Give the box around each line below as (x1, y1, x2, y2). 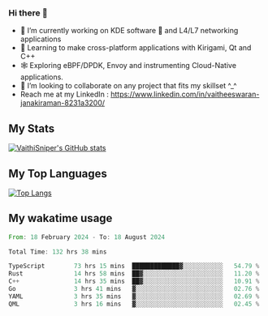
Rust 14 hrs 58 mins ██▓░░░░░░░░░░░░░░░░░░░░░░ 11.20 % (8, 270, 260, 278)
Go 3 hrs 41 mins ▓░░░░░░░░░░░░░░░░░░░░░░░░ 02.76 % (8, 285, 260, 293)
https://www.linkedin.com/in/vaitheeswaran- (110, 89, 260, 100)
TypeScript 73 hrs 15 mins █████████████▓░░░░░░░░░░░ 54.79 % (8, 263, 260, 271)
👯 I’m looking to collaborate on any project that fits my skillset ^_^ (19, 81, 237, 91)
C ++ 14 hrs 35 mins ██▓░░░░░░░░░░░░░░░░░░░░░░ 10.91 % (8, 277, 260, 286)
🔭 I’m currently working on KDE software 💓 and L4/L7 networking (19, 26, 239, 36)
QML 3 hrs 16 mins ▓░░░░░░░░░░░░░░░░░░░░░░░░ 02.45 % (8, 300, 260, 308)
